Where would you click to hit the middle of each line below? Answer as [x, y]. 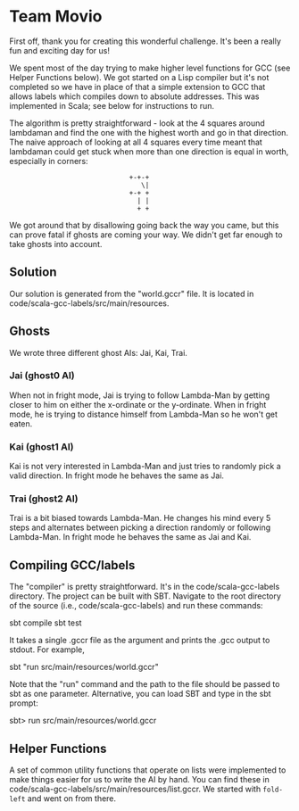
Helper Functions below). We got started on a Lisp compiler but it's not [139, 77]
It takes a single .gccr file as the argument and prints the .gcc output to [140, 641]
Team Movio [56, 17]
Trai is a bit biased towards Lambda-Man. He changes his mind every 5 [140, 518]
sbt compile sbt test [46, 623]
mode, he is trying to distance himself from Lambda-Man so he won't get [144, 414]
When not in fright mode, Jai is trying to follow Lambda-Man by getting [140, 395]
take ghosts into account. [56, 244]
